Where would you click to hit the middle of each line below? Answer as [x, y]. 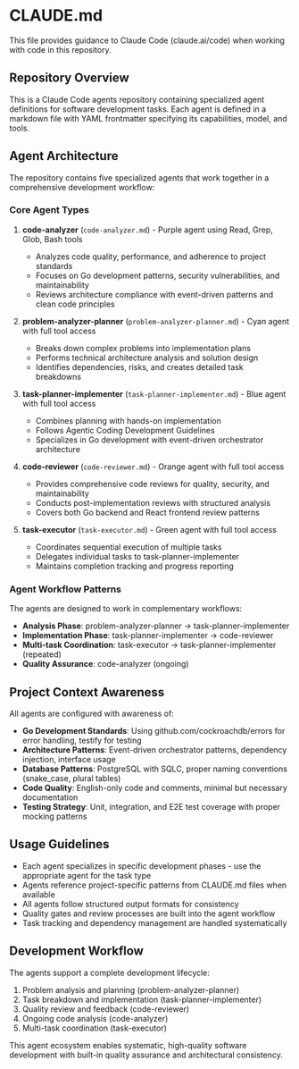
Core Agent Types [49, 210]
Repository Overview [69, 78]
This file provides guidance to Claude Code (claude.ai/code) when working [147, 40]
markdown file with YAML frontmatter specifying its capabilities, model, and [148, 118]
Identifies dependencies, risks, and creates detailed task [139, 366]
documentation [50, 797]
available [38, 894]
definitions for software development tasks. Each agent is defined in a [138, 109]
